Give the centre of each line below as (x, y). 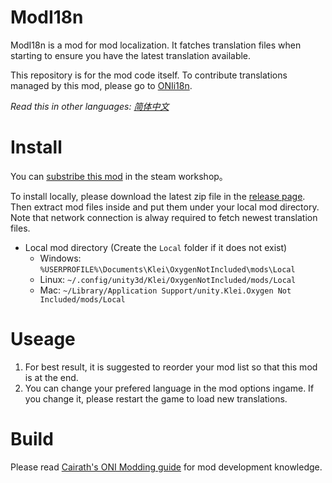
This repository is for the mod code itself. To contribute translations (149, 75)
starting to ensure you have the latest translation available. (131, 55)
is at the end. (51, 377)
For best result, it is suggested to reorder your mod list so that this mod (171, 367)
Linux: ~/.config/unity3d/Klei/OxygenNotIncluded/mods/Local (168, 279)
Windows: (60, 258)
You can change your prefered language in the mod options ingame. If (169, 388)
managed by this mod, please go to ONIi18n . (101, 85)
